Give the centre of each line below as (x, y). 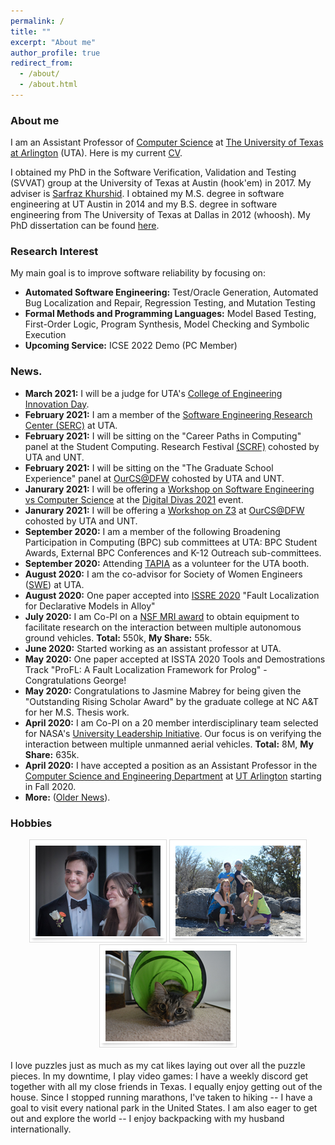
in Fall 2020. (50, 786)
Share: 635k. (52, 754)
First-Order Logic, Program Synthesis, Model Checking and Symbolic (167, 324)
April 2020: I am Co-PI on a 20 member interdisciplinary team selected (171, 722)
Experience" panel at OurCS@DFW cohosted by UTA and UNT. (154, 478)
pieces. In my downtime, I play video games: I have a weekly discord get (159, 1076)
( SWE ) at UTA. (54, 584)
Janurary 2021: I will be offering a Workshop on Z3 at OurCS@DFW (164, 510)
